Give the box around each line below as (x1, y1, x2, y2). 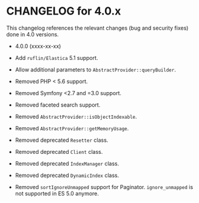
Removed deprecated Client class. (15, 148, 103, 155)
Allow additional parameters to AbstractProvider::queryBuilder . (15, 65, 176, 73)
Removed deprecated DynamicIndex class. (15, 171, 120, 179)
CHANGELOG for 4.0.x (6, 4, 121, 18)
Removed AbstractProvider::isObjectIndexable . (15, 113, 138, 120)
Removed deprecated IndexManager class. (15, 159, 120, 167)
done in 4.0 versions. (6, 30, 59, 38)
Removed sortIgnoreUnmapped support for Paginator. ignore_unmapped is (15, 183, 194, 190)
